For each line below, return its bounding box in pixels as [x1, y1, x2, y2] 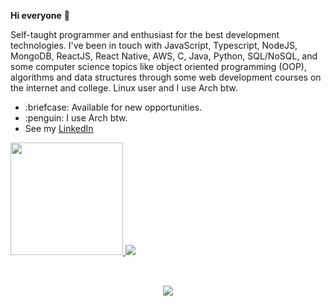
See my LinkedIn [24, 123, 94, 134]
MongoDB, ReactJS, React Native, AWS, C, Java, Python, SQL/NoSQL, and [10, 50, 318, 62]
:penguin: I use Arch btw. [24, 112, 128, 124]
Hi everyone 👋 [10, 10, 70, 21]
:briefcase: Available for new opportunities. [24, 101, 203, 113]
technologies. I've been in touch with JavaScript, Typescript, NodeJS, [10, 40, 298, 51]
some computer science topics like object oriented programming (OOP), [10, 61, 307, 72]
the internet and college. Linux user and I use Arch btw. [10, 82, 238, 94]
